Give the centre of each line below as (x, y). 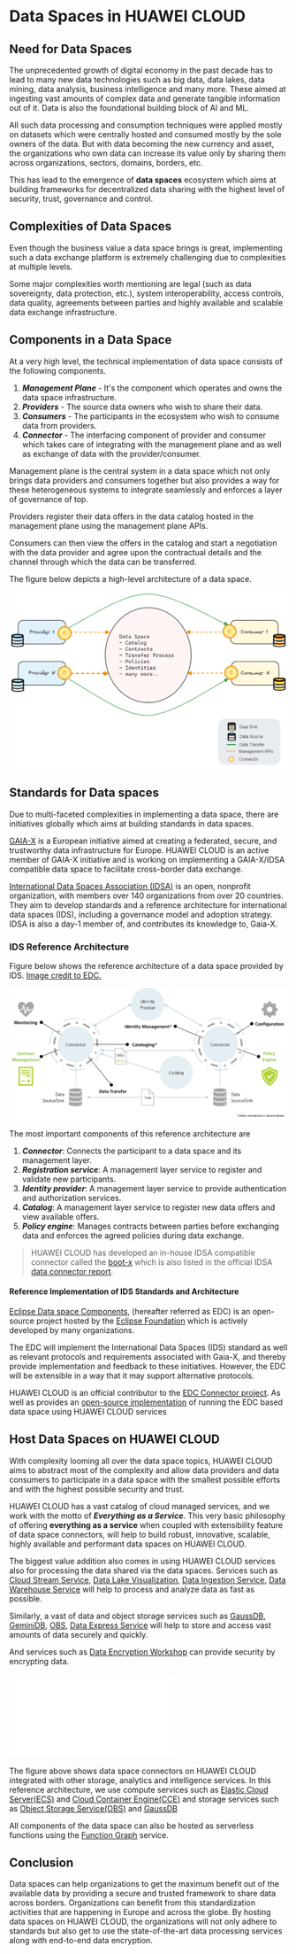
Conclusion (42, 1863)
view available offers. (61, 1216)
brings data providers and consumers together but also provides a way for (144, 480)
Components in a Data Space (91, 340)
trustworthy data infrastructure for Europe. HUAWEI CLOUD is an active (139, 850)
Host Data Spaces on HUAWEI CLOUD (114, 1440)
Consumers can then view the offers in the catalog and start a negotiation (143, 543)
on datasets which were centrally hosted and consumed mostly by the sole (145, 134)
